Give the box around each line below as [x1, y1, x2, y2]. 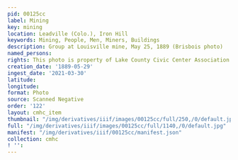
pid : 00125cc [7, 10, 46, 18]
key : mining [7, 23, 42, 30]
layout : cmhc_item [7, 109, 62, 116]
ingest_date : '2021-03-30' [7, 69, 87, 76]
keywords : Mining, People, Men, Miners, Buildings [7, 37, 160, 44]
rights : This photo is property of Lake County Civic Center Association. [7, 57, 233, 64]
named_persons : [7, 50, 52, 57]
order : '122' [7, 103, 46, 110]
